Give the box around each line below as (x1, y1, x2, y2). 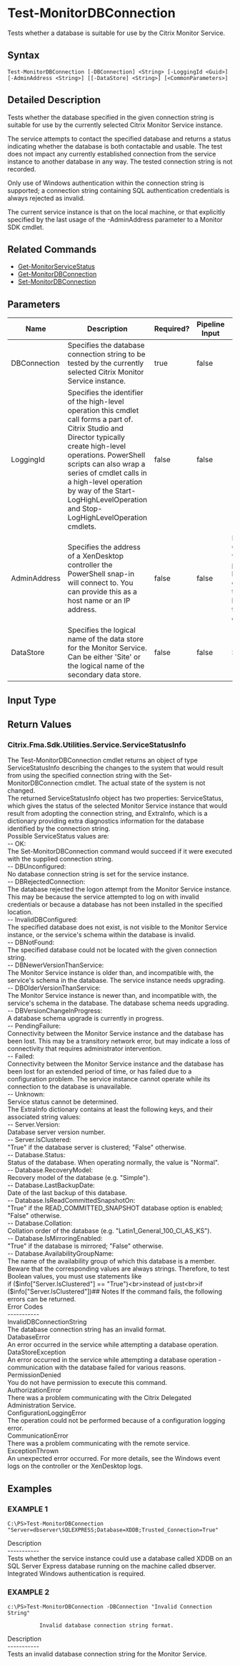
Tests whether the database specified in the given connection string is (7, 113, 214, 121)
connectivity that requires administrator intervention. (7, 1044, 162, 1053)
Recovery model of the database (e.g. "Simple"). (7, 1174, 150, 1182)
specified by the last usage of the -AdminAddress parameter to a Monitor (7, 215, 223, 224)
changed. (7, 786, 36, 795)
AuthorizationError (7, 1386, 62, 1394)
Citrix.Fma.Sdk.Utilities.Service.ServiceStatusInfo (7, 739, 186, 749)
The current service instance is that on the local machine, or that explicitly (7, 207, 226, 216)
